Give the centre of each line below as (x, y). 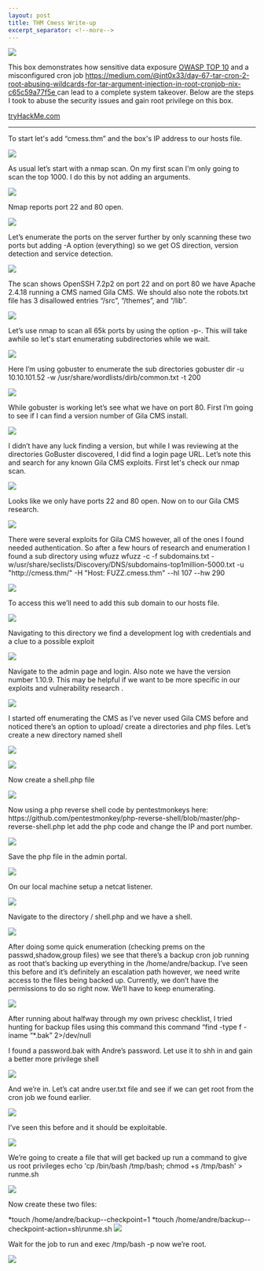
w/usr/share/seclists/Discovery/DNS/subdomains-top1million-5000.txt (122, 565)
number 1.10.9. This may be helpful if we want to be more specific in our (125, 680)
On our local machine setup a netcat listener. (81, 886)
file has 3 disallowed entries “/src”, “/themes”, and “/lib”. (97, 301)
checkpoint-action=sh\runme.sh (60, 1229)
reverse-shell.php (37, 827)
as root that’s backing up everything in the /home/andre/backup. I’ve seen (128, 964)
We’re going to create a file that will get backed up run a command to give (128, 1158)
